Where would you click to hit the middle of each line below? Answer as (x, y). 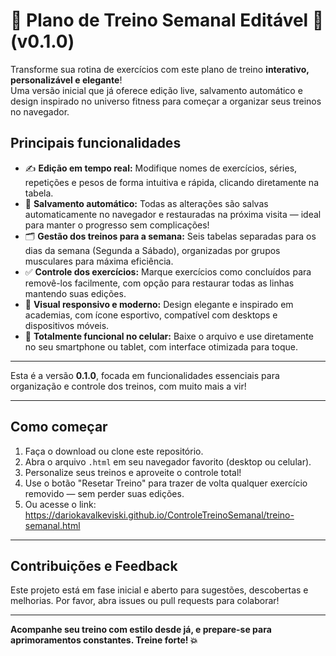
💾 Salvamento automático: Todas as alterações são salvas (146, 203)
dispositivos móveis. (67, 325)
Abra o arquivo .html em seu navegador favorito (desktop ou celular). (168, 461)
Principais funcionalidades (96, 143)
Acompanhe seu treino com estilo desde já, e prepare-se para (141, 630)
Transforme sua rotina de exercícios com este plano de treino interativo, (160, 69)
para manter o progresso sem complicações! (117, 225)
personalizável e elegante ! (66, 80)
